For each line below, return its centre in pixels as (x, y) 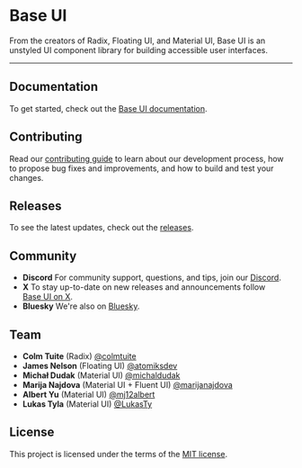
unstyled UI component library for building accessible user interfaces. (138, 49)
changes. (27, 177)
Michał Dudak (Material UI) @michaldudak (101, 375)
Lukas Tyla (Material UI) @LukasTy (87, 404)
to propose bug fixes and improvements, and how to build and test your (142, 168)
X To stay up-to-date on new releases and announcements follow (144, 287)
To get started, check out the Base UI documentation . (109, 108)
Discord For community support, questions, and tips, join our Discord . (151, 278)
